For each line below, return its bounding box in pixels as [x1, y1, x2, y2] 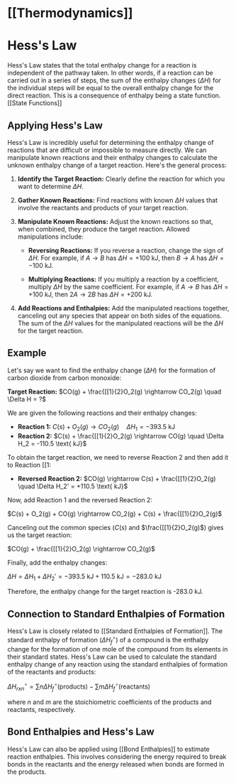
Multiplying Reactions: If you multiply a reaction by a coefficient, [28, 275, 220, 283]
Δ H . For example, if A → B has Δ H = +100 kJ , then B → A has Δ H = [28, 254, 225, 262]
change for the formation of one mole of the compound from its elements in [7, 644, 228, 653]
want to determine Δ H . [17, 182, 84, 190]
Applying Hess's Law [7, 119, 103, 131]
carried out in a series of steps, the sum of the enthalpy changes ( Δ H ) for [7, 76, 221, 85]
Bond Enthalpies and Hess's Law [7, 726, 154, 738]
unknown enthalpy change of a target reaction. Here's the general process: [7, 161, 227, 169]
